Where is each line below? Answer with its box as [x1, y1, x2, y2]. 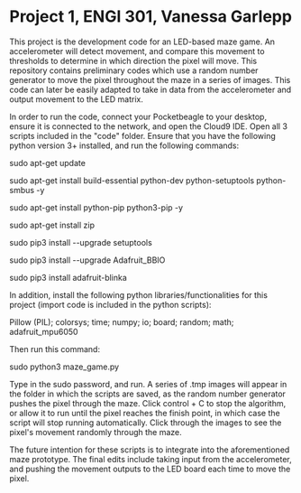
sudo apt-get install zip [9, 219, 95, 230]
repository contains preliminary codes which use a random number [9, 65, 259, 76]
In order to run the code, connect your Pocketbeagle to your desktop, [9, 111, 268, 122]
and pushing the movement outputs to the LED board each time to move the [9, 463, 291, 474]
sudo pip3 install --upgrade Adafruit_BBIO [9, 255, 166, 265]
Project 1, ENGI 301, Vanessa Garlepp [9, 6, 293, 27]
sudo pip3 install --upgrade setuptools [9, 237, 153, 247]
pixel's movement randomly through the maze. [9, 426, 182, 437]
